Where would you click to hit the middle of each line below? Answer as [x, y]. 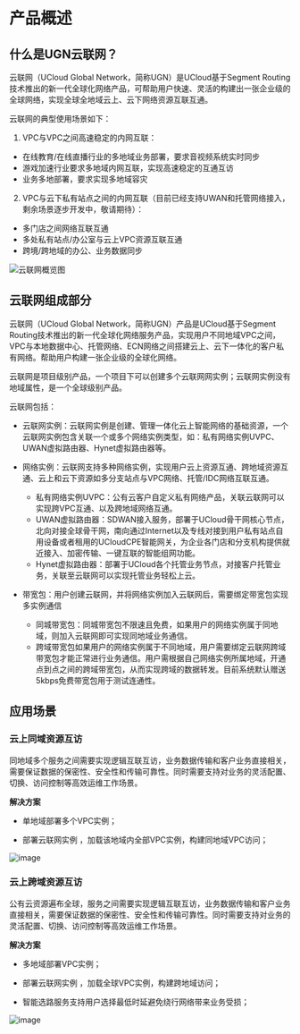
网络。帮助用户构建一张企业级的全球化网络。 [99, 357]
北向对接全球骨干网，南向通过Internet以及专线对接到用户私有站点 [155, 530]
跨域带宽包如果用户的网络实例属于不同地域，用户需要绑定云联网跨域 [161, 647]
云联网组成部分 [50, 301]
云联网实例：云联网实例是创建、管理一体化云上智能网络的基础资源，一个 [155, 425]
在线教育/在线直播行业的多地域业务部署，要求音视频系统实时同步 [141, 157]
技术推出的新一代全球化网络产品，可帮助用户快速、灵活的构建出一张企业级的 [150, 89]
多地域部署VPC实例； [62, 963]
